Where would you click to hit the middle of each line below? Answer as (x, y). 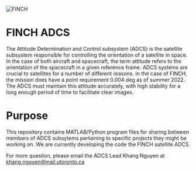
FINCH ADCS (38, 33)
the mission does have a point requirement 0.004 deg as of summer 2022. (96, 79)
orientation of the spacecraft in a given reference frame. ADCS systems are (97, 67)
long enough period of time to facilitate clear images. (70, 92)
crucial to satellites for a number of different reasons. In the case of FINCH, (97, 74)
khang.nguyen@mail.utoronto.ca (45, 162)
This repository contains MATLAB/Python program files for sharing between (97, 132)
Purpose (27, 116)
